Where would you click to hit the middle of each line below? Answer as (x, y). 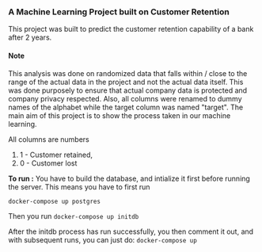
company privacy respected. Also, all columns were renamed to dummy (125, 98)
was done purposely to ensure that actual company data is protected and (128, 90)
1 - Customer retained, (56, 155)
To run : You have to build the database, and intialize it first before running (129, 178)
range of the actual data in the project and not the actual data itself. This (126, 82)
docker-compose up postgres (55, 201)
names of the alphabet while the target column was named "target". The (126, 107)
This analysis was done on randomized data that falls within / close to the (128, 73)
